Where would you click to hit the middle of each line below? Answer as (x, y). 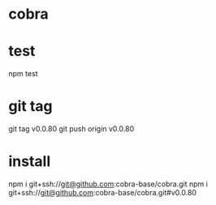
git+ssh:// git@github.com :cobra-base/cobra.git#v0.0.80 (103, 192)
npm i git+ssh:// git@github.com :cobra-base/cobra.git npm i (108, 184)
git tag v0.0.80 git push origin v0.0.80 (71, 129)
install (30, 162)
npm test (23, 74)
